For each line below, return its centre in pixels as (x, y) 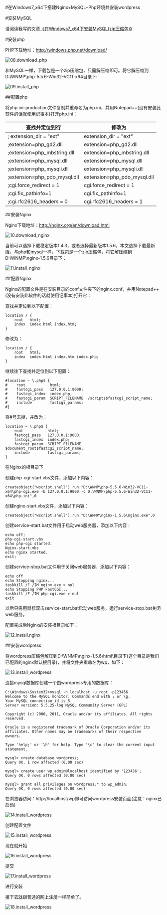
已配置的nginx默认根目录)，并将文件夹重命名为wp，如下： (65, 662)
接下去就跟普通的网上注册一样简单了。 (44, 897)
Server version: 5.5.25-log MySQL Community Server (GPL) (67, 705)
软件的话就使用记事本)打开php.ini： (41, 114)
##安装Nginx (18, 214)
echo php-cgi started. (29, 543)
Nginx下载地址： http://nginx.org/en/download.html (57, 225)
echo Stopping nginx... (30, 581)
